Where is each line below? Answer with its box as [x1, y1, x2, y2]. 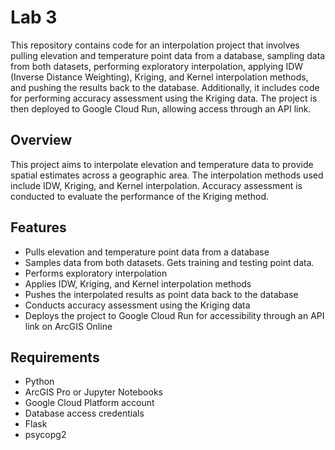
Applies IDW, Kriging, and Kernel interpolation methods [24, 277, 252, 290]
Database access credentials [24, 407, 145, 420]
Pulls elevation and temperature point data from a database [24, 246, 270, 258]
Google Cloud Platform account [24, 397, 155, 409]
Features [10, 219, 67, 236]
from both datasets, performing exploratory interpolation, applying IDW [10, 60, 304, 72]
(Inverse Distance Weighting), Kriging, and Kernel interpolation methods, [10, 71, 309, 83]
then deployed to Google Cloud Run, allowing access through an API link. [10, 102, 312, 115]
